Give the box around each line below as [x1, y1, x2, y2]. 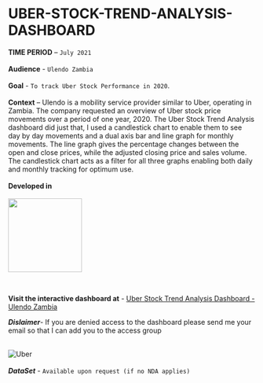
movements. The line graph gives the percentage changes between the [8, 139, 239, 149]
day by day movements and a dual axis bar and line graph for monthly [8, 131, 234, 140]
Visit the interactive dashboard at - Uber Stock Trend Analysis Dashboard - [8, 293, 255, 303]
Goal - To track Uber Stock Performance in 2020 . [8, 80, 170, 90]
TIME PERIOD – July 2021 [8, 47, 92, 57]
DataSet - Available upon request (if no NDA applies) [8, 366, 191, 375]
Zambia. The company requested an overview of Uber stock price [8, 105, 221, 115]
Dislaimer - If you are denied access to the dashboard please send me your [8, 317, 252, 326]
